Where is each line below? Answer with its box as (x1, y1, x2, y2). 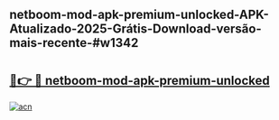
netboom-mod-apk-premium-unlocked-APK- (9, 7, 269, 23)
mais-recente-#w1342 (9, 35, 139, 51)
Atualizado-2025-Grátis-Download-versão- (9, 22, 262, 37)
